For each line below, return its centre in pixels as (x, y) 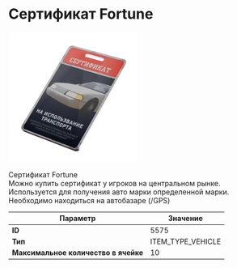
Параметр (78, 219)
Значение (186, 219)
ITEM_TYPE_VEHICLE (186, 241)
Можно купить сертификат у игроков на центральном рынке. (114, 183)
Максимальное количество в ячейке (78, 253)
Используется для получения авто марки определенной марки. (119, 192)
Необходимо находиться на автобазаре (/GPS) (89, 200)
